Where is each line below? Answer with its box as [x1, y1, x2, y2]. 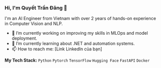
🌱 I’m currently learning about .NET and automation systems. [11, 41, 135, 46]
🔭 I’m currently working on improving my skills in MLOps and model [11, 30, 148, 36]
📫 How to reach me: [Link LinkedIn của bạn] [11, 46, 103, 52]
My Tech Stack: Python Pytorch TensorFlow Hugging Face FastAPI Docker [4, 57, 150, 63]
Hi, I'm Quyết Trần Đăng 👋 [4, 4, 67, 11]
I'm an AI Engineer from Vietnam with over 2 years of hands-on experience [4, 16, 157, 22]
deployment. [11, 35, 37, 41]
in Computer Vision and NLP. [4, 21, 63, 26]
